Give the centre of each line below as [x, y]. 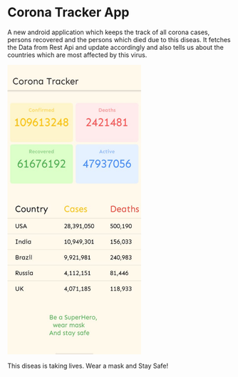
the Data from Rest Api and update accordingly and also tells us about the [116, 47]
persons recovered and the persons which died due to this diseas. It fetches [119, 39]
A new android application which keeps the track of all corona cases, [109, 32]
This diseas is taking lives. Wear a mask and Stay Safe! [88, 366]
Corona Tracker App [68, 12]
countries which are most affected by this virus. [77, 55]
